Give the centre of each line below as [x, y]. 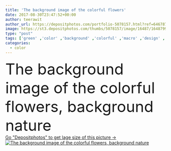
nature [28, 125]
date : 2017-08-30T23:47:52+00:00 [41, 15]
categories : [18, 43]
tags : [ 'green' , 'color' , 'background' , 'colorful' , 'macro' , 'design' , [85, 39]
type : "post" [19, 34]
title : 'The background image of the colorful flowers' [66, 10]
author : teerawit [24, 19]
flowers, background [79, 106]
